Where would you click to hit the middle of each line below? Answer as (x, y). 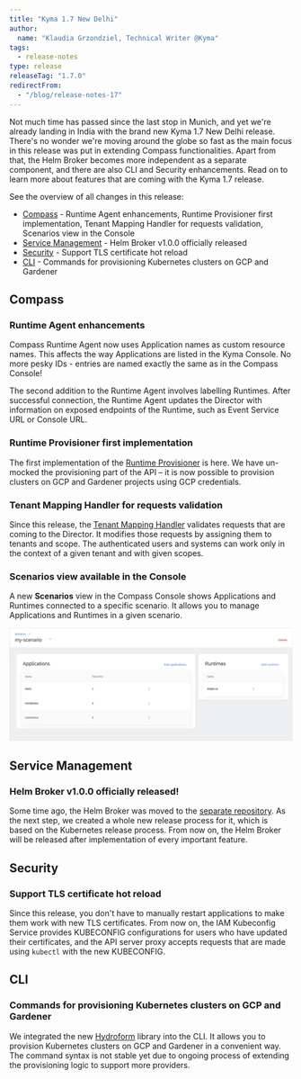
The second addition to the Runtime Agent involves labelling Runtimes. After (150, 391)
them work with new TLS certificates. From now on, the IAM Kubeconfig (142, 922)
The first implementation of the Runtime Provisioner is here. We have (137, 463)
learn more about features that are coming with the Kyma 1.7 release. (137, 179)
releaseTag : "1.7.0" (48, 76)
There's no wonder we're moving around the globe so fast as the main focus (150, 140)
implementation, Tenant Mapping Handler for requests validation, (142, 223)
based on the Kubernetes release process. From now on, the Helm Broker (145, 830)
